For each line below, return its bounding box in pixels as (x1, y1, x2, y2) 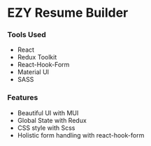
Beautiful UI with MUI (17, 108, 79, 117)
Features (7, 93, 38, 103)
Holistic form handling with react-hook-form (17, 131, 145, 139)
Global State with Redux (17, 116, 87, 124)
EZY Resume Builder (7, 5, 129, 21)
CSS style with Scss (17, 124, 75, 132)
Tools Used (7, 30, 47, 40)
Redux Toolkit (17, 53, 57, 61)
